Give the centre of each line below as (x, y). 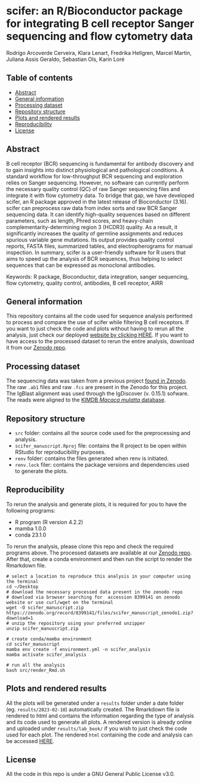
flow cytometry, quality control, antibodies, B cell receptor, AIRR (84, 283)
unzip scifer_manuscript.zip (42, 628)
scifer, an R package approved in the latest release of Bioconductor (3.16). (97, 202)
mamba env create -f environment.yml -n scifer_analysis (79, 649)
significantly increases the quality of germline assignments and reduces (95, 233)
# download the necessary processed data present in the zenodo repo (95, 592)
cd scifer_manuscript (33, 644)
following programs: (31, 510)
